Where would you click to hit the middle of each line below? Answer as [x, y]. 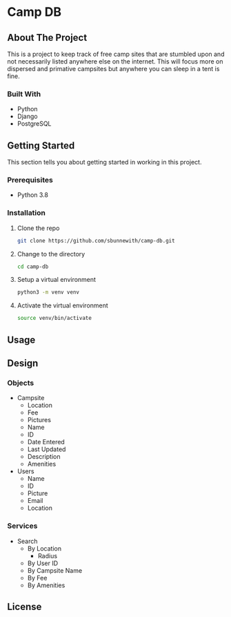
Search [27, 541]
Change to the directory [51, 254]
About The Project [47, 38]
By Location [44, 548]
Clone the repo [38, 228]
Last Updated [47, 449]
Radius [47, 556]
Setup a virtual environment [57, 280]
